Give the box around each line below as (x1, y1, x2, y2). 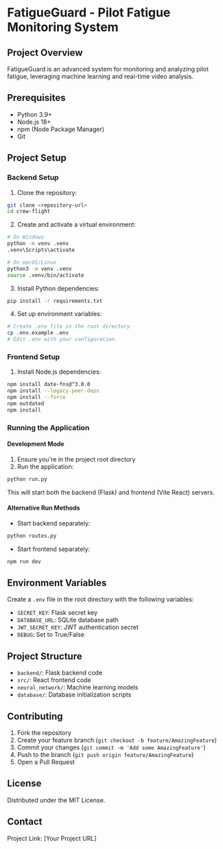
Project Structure (7, 650, 82, 662)
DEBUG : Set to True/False (16, 631, 84, 639)
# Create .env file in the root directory (7, 323, 130, 330)
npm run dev (7, 558, 41, 565)
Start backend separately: (16, 519, 91, 527)
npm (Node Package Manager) (16, 125, 105, 133)
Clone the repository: (16, 188, 78, 196)
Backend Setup (7, 173, 60, 183)
